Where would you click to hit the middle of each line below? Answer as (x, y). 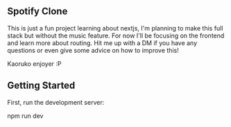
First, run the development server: (56, 102)
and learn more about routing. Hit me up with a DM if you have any (102, 43)
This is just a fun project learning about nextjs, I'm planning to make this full (115, 28)
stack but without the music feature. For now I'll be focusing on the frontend (116, 35)
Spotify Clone (37, 11)
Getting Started (41, 86)
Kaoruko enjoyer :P (34, 63)
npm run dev (25, 116)
